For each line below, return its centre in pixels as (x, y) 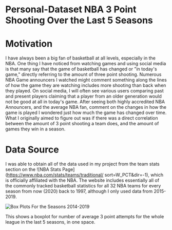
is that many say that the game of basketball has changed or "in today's (81, 69)
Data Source (32, 150)
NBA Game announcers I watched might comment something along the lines (86, 80)
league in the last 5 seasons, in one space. (50, 222)
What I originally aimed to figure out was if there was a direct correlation (82, 118)
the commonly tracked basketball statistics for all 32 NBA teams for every (83, 186)
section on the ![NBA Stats (33, 169)
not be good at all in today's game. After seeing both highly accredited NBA (85, 102)
